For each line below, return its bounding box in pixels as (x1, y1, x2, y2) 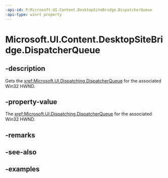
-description (5, 64, 45, 73)
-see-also (5, 148, 37, 156)
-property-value (5, 98, 58, 106)
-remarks (5, 131, 35, 139)
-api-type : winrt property (5, 12, 62, 17)
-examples (5, 165, 40, 173)
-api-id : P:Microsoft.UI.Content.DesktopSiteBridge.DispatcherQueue (5, 7, 152, 13)
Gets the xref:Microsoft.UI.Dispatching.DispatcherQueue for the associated (5, 77, 161, 83)
